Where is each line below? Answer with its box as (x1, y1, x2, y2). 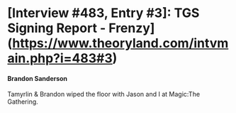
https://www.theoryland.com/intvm (12, 36, 229, 51)
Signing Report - (7, 20, 106, 36)
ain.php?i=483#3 (7, 50, 113, 67)
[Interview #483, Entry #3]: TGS (7, 5, 200, 21)
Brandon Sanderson (7, 74, 68, 82)
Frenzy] (108, 20, 155, 36)
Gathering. (7, 97, 39, 106)
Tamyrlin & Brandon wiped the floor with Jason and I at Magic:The (7, 90, 201, 99)
